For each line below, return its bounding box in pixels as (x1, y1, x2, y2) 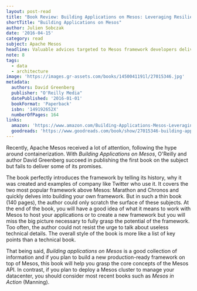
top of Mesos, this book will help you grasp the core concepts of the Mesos (6, 259, 189, 266)
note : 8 (6, 52, 25, 58)
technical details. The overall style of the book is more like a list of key (6, 230, 176, 237)
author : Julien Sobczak (6, 25, 64, 31)
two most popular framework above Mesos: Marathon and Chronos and (6, 186, 179, 193)
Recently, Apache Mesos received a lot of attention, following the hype (6, 144, 177, 151)
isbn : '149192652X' (11, 106, 59, 112)
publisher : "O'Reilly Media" (11, 90, 83, 96)
